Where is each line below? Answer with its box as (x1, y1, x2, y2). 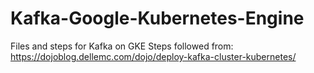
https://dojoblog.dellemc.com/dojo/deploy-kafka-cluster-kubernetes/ (10, 50, 297, 62)
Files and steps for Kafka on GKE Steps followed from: (10, 40, 234, 52)
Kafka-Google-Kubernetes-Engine (10, 7, 305, 30)
